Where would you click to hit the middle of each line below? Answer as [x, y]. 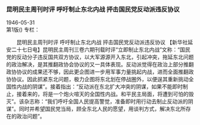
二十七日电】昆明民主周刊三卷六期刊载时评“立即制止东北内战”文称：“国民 [101, 50]
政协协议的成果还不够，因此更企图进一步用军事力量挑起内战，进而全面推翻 [97, 72]
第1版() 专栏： [23, 30]
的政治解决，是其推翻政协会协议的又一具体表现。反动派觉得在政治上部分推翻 [100, 65]
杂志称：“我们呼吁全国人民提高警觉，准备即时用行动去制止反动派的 [106, 101]
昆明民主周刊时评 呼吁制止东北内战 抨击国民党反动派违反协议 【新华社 [102, 42]
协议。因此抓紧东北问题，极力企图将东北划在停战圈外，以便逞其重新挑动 [100, 79]
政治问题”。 [31, 116]
